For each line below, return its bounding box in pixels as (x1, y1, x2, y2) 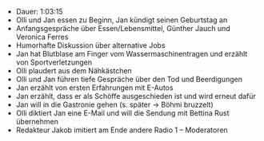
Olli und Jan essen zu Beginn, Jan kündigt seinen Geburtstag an (15, 15, 228, 25)
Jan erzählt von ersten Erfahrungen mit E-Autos (15, 83, 174, 92)
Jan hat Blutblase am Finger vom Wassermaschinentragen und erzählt (15, 49, 248, 58)
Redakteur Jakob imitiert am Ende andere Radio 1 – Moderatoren (15, 125, 228, 135)
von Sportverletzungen (15, 57, 92, 67)
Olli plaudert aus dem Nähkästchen (15, 66, 132, 75)
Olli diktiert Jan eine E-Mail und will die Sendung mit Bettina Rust (15, 108, 230, 118)
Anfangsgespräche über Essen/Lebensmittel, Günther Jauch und (15, 24, 230, 33)
